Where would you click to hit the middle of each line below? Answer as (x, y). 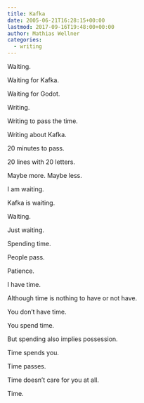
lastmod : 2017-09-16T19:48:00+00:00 (61, 27)
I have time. (24, 284)
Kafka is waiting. (31, 203)
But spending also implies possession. (63, 339)
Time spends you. (33, 353)
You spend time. (31, 325)
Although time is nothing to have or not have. (72, 298)
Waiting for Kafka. (33, 80)
